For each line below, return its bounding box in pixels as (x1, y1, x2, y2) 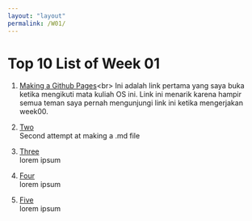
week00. (19, 107, 49, 117)
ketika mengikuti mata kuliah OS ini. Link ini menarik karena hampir (19, 90, 241, 100)
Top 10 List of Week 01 (7, 54, 161, 73)
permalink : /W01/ (7, 19, 66, 28)
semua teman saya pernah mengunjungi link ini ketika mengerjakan (19, 98, 244, 108)
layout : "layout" (7, 11, 66, 20)
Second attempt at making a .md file (19, 131, 141, 141)
